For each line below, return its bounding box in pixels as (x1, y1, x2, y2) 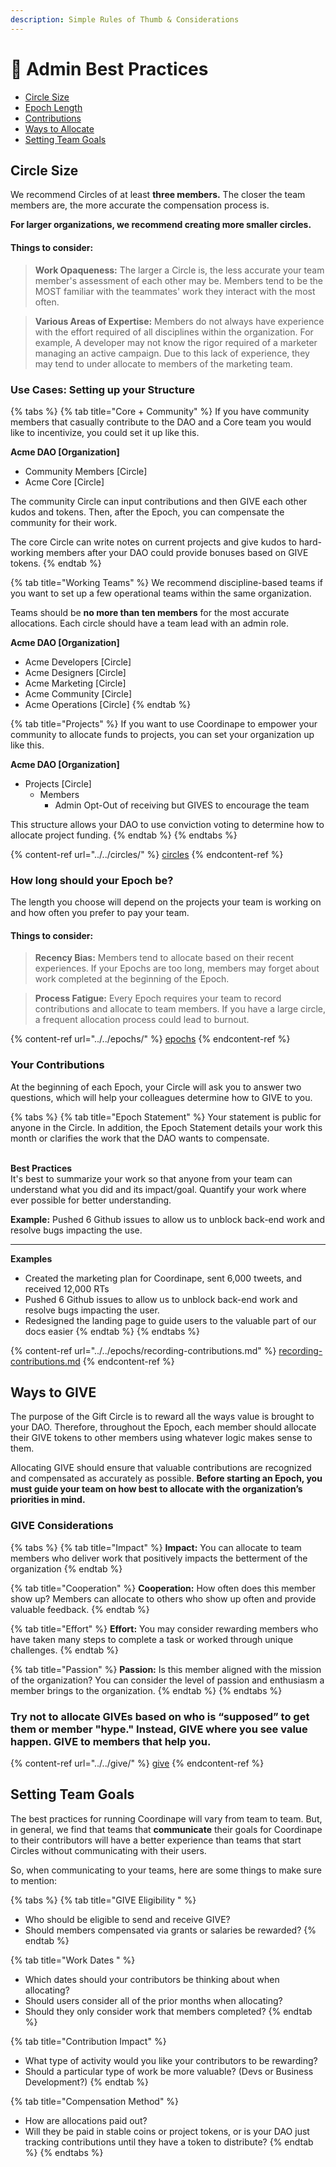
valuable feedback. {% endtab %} (10, 1603, 150, 1615)
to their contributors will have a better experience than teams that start (10, 1834, 302, 1846)
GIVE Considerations (10, 1519, 114, 1533)
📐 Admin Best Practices (10, 57, 209, 80)
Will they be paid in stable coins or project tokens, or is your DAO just (24, 2125, 310, 2137)
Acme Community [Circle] (24, 687, 132, 700)
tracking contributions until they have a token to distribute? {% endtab (24, 2136, 314, 2148)
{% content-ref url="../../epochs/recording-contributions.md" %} (10, 1344, 277, 1356)
